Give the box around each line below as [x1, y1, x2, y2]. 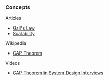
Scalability [12, 31, 35, 37]
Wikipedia [5, 40, 27, 46]
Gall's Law [12, 25, 35, 31]
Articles [5, 15, 22, 21]
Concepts [5, 4, 31, 11]
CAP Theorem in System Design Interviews [12, 70, 104, 76]
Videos [5, 60, 20, 66]
